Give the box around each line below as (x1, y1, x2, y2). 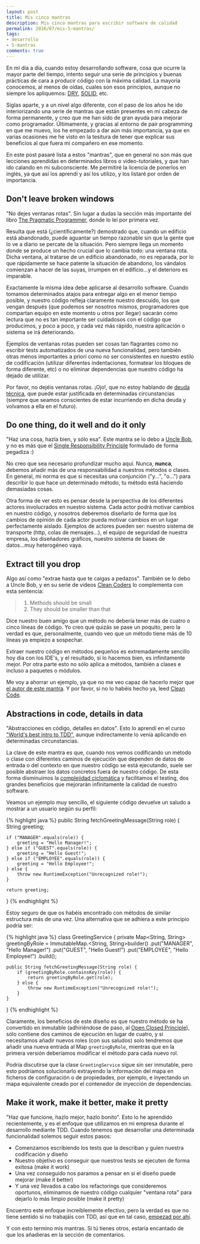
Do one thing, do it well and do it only (6, 420, 146, 430)
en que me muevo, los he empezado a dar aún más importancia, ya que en (6, 126, 190, 134)
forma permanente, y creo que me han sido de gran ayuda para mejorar (6, 114, 183, 121)
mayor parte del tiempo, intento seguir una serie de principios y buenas (6, 70, 182, 78)
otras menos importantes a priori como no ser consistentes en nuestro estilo (6, 353, 194, 360)
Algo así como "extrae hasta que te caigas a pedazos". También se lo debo (6, 575, 191, 582)
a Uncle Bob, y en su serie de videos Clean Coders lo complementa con (6, 582, 183, 589)
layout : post (6, 8, 39, 15)
